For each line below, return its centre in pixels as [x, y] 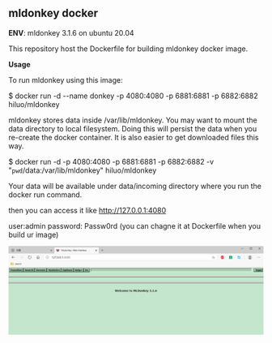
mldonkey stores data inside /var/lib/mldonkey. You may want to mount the [133, 120]
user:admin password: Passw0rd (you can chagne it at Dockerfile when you [135, 225]
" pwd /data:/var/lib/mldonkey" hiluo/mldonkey [83, 170]
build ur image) [34, 234]
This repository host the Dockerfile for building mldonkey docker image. [128, 49]
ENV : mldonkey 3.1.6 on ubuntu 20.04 [72, 32]
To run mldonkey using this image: [66, 79]
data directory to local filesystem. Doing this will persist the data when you [133, 128]
